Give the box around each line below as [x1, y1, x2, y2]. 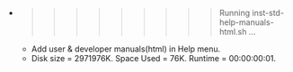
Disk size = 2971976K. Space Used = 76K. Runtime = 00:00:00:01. [31, 53, 277, 63]
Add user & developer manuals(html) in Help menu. [31, 44, 221, 54]
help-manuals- [218, 17, 274, 28]
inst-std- [251, 8, 285, 18]
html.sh [218, 27, 247, 36]
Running [218, 8, 251, 18]
